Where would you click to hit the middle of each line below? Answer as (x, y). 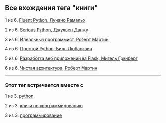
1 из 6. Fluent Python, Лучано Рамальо (45, 20)
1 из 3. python (19, 96)
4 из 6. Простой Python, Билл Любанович (49, 48)
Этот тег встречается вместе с (44, 85)
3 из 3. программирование (34, 115)
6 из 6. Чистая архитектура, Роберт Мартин (51, 68)
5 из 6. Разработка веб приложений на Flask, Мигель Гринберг (72, 58)
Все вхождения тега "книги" (52, 8)
